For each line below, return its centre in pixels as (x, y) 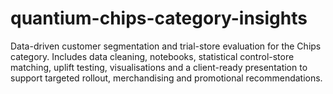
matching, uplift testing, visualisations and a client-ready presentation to (159, 67)
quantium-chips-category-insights (159, 18)
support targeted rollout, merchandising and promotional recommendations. (166, 78)
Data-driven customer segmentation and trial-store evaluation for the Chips (166, 46)
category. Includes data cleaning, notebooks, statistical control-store (152, 56)
